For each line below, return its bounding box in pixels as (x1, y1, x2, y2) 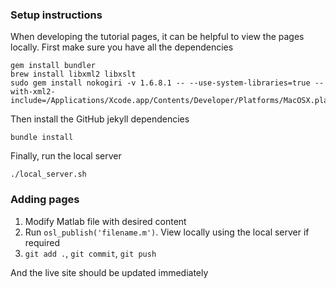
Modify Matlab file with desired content (24, 215, 187, 227)
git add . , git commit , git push (24, 247, 157, 259)
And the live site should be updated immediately (10, 266, 209, 278)
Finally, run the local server (10, 150, 122, 162)
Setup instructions (10, 8, 103, 22)
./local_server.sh (10, 169, 87, 180)
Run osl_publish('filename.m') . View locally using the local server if (24, 226, 310, 238)
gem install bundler (10, 61, 97, 71)
